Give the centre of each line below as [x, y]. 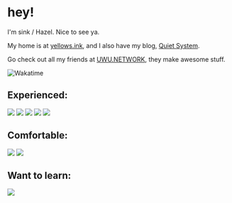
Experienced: [38, 95]
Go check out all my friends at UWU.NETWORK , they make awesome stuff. [116, 59]
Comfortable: [38, 135]
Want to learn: [39, 175]
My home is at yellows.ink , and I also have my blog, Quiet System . [104, 45]
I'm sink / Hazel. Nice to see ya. [54, 32]
